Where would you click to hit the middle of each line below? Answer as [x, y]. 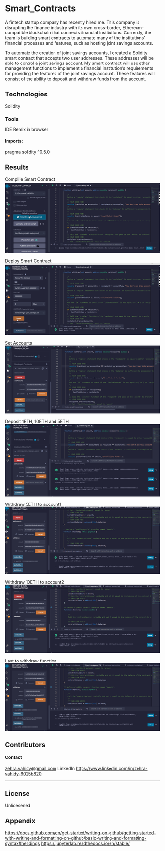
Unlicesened [18, 806]
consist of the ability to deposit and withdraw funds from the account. [76, 79]
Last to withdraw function [31, 661]
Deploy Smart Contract [28, 261]
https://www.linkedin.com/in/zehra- [112, 768]
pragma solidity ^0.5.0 [27, 152]
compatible [16, 32]
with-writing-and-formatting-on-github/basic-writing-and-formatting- [76, 838]
